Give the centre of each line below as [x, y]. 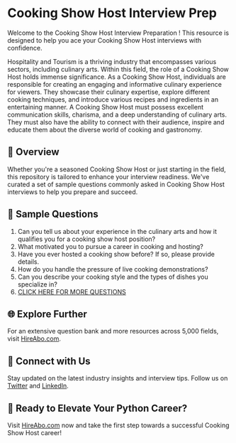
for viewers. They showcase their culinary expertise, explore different [109, 92]
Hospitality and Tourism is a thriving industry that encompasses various [112, 61]
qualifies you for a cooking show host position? [86, 239]
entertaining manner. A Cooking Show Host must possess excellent [106, 107]
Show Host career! [35, 433]
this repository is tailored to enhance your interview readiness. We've [108, 176]
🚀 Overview [33, 152]
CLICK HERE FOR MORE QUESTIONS [72, 292]
